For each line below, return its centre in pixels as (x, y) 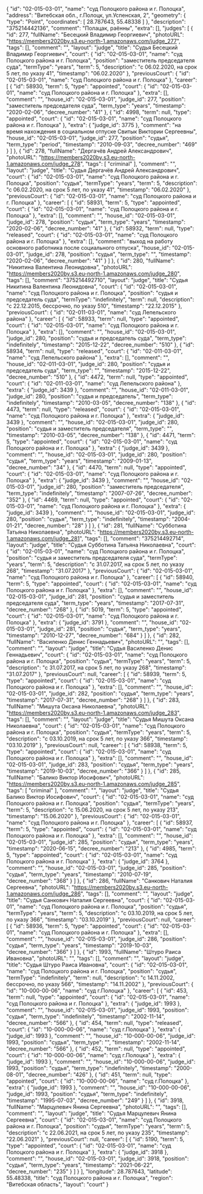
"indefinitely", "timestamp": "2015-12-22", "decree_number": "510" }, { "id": (100, 345)
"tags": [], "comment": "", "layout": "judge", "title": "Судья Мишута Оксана (100, 719)
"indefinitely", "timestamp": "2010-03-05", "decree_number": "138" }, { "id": (101, 403)
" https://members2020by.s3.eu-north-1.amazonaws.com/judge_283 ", (94, 713)
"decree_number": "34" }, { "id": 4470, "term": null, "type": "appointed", (96, 467)
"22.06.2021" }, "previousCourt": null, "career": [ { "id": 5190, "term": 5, (95, 1139)
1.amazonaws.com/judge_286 (43, 894)
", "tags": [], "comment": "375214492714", (132, 538)
